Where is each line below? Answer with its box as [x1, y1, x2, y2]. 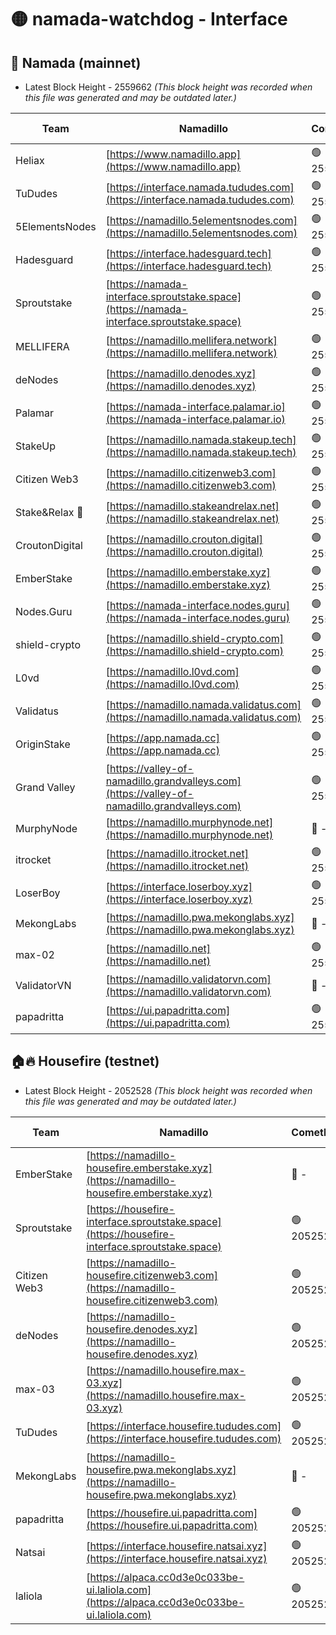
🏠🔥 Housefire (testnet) [10, 1053, 160, 1070]
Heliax [15, 153, 45, 167]
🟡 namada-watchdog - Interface [10, 8, 288, 31]
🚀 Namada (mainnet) [10, 54, 142, 71]
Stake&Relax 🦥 [15, 505, 84, 519]
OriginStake [15, 737, 71, 751]
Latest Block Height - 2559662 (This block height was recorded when [24, 81, 313, 93]
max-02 [15, 947, 55, 961]
